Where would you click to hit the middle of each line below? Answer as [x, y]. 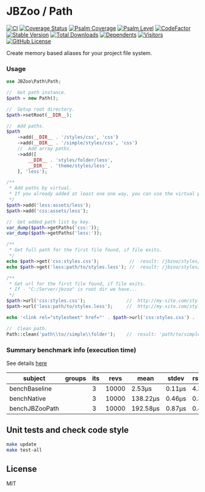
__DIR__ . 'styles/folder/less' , [71, 160]
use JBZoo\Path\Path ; [34, 82]
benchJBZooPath [34, 408]
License [22, 469]
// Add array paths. [45, 149]
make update [21, 444]
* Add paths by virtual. [40, 188]
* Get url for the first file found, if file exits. [77, 284]
